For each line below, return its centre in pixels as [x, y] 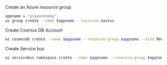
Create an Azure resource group [38, 7]
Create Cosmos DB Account [34, 30]
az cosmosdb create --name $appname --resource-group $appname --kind [80, 39]
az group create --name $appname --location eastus [60, 21]
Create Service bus [25, 48]
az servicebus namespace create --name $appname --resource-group [75, 58]
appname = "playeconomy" [31, 16]
